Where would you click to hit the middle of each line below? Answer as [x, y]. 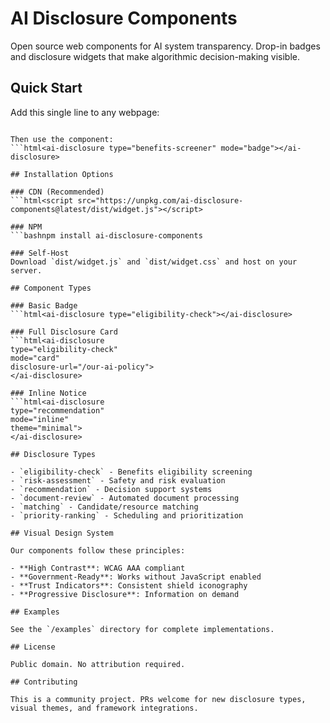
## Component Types [51, 288]
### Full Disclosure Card [64, 332]
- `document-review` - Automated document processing [125, 498]
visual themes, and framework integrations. [104, 708]
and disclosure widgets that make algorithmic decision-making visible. [155, 56]
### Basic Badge [44, 305]
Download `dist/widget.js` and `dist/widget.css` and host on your [154, 262]
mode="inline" [40, 419]
